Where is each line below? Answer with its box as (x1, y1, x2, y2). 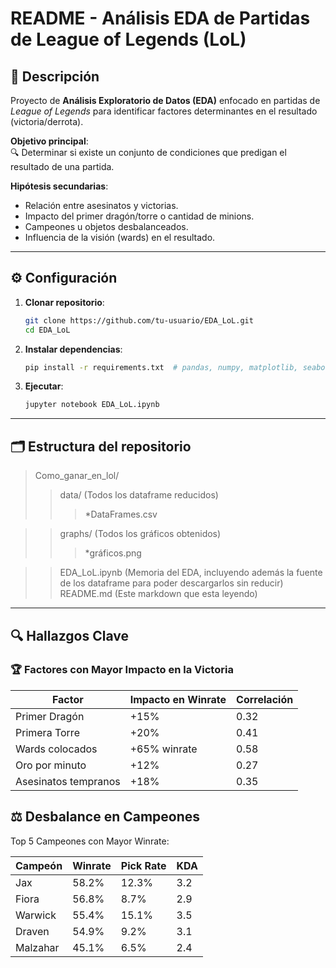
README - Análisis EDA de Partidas (10, 7, 311, 30)
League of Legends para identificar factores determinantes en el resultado (10, 105, 318, 117)
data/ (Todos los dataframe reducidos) (59, 489, 219, 501)
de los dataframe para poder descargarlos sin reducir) (59, 577, 284, 589)
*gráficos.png (84, 547, 142, 559)
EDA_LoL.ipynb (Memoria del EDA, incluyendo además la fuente (59, 567, 323, 579)
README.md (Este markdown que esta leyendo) (59, 588, 258, 600)
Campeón (15, 858, 63, 872)
